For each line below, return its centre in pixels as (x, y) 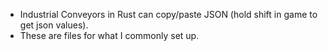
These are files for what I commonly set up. (109, 35)
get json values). (54, 25)
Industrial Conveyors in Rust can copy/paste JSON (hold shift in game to (168, 14)
